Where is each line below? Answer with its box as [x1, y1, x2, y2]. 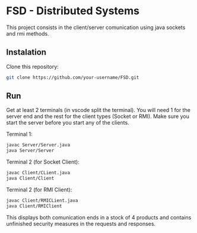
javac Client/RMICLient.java [6, 197, 78, 203]
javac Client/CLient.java [6, 170, 70, 176]
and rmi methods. [6, 30, 49, 37]
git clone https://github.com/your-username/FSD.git [6, 74, 139, 81]
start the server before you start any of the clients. [6, 119, 129, 126]
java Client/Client [6, 175, 55, 181]
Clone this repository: [6, 63, 59, 70]
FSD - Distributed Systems [6, 4, 139, 18]
